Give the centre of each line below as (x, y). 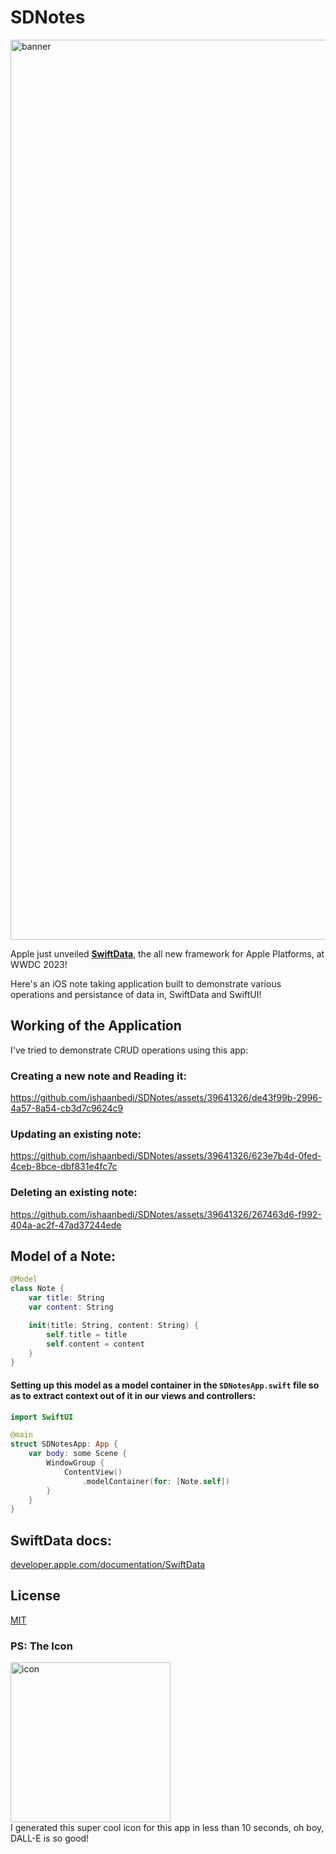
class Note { (37, 1289)
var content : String (71, 1307)
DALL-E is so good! (50, 1838)
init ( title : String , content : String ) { (113, 1325)
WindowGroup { (75, 1463)
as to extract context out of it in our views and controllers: (133, 1395)
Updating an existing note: (76, 1134)
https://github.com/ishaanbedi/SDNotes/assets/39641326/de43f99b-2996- (166, 1098)
